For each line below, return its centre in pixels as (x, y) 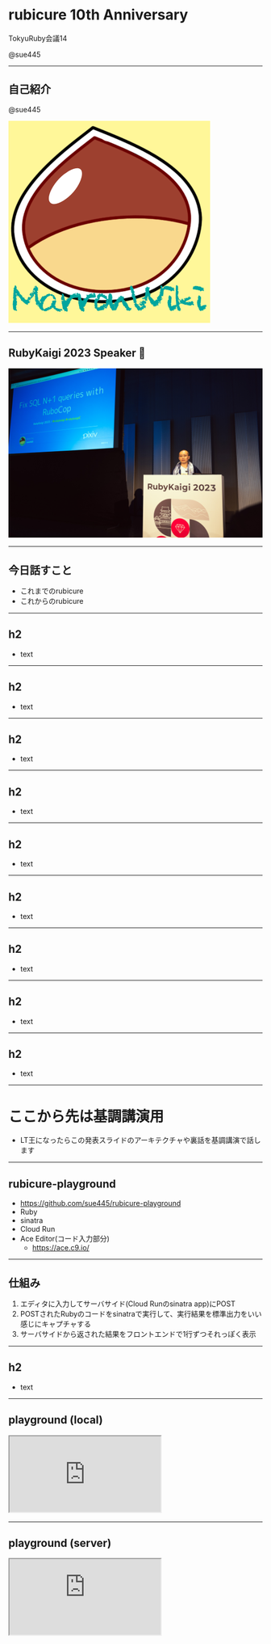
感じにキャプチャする (55, 1324)
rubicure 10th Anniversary (98, 15)
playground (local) (56, 1420)
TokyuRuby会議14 (38, 38)
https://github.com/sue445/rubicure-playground (100, 1203)
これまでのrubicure (52, 591)
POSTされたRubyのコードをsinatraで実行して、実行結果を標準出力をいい (141, 1313)
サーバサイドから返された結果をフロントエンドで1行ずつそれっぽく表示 (138, 1334)
